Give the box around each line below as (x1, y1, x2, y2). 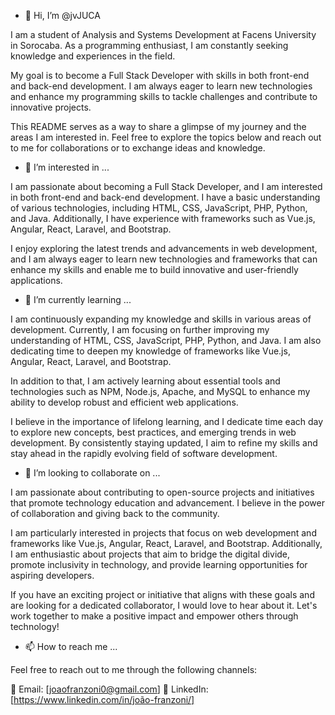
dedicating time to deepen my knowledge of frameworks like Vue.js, (10, 345, 291, 357)
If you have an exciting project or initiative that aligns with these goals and (10, 589, 315, 600)
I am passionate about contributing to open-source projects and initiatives (10, 486, 315, 498)
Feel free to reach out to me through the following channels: (10, 664, 258, 675)
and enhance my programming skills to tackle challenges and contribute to (10, 91, 318, 102)
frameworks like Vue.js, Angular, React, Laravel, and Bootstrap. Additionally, (10, 538, 323, 549)
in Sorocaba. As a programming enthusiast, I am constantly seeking (10, 40, 289, 51)
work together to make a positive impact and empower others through (10, 610, 299, 622)
